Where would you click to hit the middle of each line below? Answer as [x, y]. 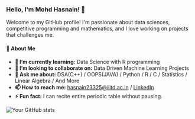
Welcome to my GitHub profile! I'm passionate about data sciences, [88, 22]
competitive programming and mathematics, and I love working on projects [97, 28]
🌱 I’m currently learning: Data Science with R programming [87, 62]
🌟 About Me [21, 48]
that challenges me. [30, 35]
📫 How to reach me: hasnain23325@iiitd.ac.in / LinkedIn [84, 87]
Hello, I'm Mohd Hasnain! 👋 [46, 9]
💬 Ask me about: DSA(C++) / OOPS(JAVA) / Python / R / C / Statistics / [101, 74]
